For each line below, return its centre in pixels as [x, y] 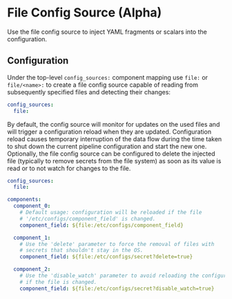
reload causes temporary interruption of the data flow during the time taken [115, 138]
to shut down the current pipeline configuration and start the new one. [107, 146]
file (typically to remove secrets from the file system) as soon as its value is [114, 161]
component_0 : [32, 206]
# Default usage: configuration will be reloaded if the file [111, 212]
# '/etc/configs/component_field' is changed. [88, 218]
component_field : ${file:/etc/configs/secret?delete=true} [106, 257]
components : [24, 200]
